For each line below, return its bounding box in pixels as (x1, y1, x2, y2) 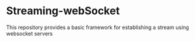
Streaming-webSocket (6, 4, 120, 18)
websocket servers (6, 30, 53, 37)
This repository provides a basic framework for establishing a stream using (6, 24, 190, 31)
